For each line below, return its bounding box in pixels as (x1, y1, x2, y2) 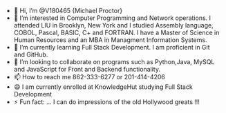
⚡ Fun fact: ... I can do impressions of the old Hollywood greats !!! (13, 98, 200, 106)
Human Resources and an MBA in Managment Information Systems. (13, 36, 207, 44)
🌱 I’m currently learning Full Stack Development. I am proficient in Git (13, 43, 210, 51)
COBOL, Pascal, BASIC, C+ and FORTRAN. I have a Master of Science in (13, 28, 220, 37)
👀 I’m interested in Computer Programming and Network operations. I (13, 14, 211, 22)
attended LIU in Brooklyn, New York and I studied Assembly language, (13, 21, 214, 29)
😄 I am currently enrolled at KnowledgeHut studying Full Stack (13, 83, 194, 91)
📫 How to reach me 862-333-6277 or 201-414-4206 (13, 73, 166, 81)
